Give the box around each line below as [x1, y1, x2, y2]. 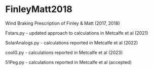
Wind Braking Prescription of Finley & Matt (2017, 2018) [5, 20, 120, 26]
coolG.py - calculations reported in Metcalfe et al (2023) [5, 49, 123, 55]
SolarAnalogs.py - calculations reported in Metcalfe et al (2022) [5, 39, 138, 46]
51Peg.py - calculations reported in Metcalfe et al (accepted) [5, 59, 132, 65]
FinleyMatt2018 [5, 4, 72, 15]
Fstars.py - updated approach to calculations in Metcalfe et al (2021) [5, 30, 148, 36]
